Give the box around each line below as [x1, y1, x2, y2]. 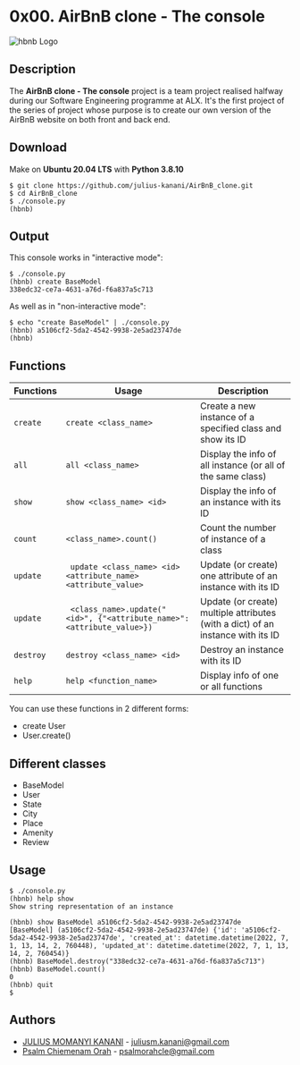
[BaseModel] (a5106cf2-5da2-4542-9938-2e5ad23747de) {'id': [9, 926, 238, 934]
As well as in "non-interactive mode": [9, 301, 146, 312]
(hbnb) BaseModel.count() [9, 964, 105, 974]
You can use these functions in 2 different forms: [9, 704, 189, 714]
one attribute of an [199, 570, 279, 582]
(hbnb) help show [9, 894, 74, 903]
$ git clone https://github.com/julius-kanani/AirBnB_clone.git [9, 181, 254, 190]
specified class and [199, 422, 282, 435]
